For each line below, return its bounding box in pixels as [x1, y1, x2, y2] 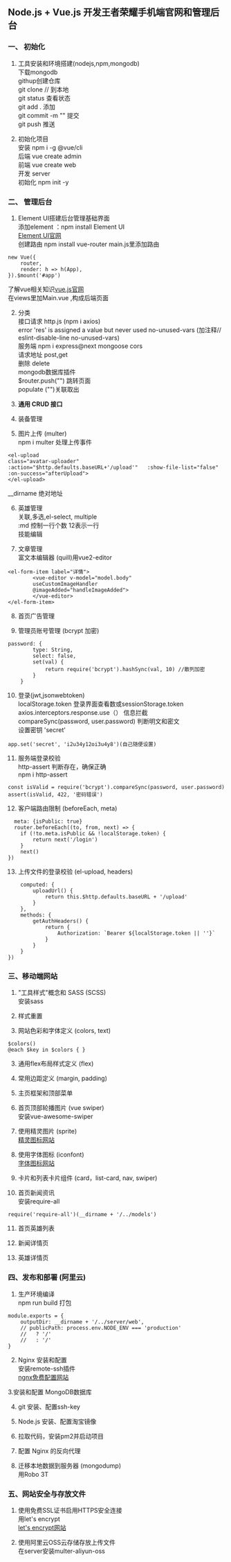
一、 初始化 [8, 42, 46, 52]
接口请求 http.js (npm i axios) [17, 317, 101, 325]
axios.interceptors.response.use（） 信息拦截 [17, 708, 148, 716]
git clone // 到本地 [17, 85, 69, 94]
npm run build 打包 [17, 1299, 72, 1307]
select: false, [33, 652, 77, 659]
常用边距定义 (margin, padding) [17, 1074, 108, 1083]
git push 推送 [17, 120, 55, 128]
